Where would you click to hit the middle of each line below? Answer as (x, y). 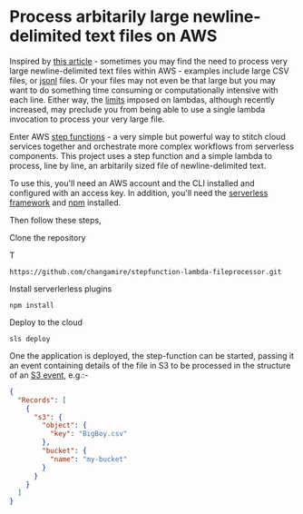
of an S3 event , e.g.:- (49, 375)
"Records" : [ (42, 400)
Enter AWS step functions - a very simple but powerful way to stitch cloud (147, 136)
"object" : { (65, 425)
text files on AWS (151, 36)
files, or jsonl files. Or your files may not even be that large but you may (143, 80)
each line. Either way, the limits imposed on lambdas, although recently (142, 99)
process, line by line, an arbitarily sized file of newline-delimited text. (138, 165)
